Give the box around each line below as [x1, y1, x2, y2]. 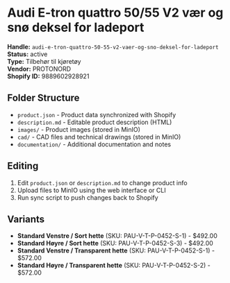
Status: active [7, 50, 48, 58]
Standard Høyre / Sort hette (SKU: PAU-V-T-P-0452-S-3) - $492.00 [17, 239, 213, 248]
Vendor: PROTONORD [7, 65, 72, 73]
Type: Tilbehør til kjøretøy [7, 57, 81, 65]
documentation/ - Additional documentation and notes [17, 140, 172, 148]
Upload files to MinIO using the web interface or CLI [17, 186, 166, 194]
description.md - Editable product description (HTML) [17, 118, 172, 126]
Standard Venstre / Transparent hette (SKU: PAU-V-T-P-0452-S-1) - [17, 246, 215, 255]
